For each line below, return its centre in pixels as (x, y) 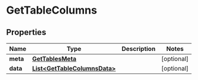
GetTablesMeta (54, 59)
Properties (26, 32)
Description (139, 49)
